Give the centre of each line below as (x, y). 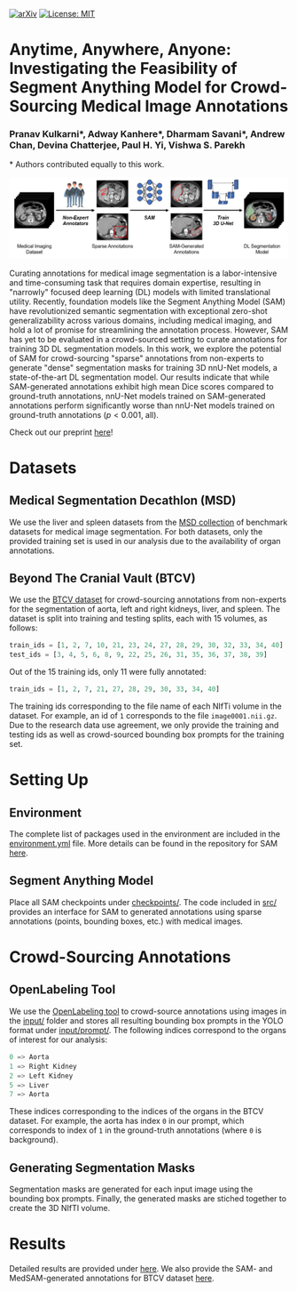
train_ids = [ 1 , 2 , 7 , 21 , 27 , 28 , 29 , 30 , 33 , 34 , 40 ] (114, 689)
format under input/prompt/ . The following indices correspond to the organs (148, 1030)
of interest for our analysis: (59, 1039)
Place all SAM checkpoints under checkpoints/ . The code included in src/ (143, 902)
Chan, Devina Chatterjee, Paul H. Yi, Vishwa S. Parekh (127, 145)
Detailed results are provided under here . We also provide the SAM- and (141, 1269)
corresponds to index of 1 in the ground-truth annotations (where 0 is (136, 1130)
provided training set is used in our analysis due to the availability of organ (145, 541)
